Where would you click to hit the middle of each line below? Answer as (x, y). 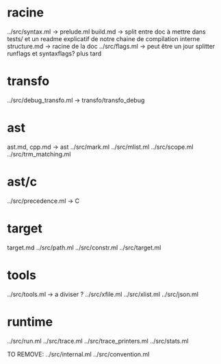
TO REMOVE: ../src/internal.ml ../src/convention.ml (78, 354)
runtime (30, 322)
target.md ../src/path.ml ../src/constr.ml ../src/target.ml (84, 247)
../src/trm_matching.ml (39, 154)
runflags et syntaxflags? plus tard (54, 53)
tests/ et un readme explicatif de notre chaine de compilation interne (104, 38)
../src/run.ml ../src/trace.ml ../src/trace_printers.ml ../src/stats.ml (98, 341)
